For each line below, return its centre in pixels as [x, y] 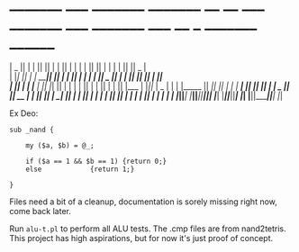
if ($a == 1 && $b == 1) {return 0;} [96, 161]
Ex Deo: [24, 113]
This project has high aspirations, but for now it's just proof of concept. [141, 238]
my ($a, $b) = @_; [60, 145]
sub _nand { [32, 130]
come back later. [41, 211]
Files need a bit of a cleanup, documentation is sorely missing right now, [143, 202]
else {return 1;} [80, 169]
